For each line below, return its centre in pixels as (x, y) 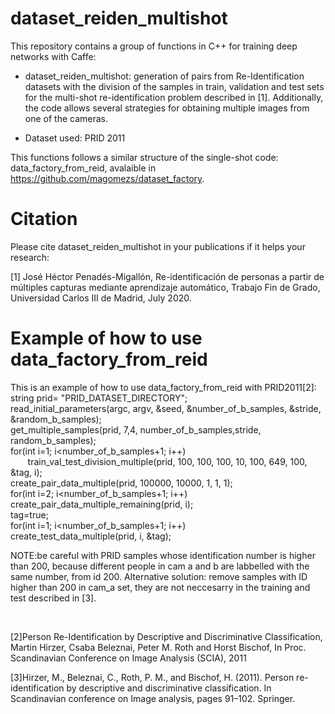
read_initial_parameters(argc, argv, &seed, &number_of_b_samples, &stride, (166, 408)
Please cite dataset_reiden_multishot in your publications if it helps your (158, 246)
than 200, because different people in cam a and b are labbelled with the (160, 566)
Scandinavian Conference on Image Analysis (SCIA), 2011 (128, 658)
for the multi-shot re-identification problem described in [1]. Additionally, (174, 97)
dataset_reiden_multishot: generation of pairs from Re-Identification (164, 76)
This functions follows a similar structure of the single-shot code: (144, 157)
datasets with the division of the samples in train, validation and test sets (174, 86)
